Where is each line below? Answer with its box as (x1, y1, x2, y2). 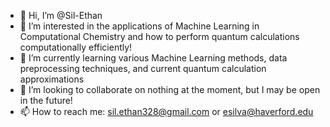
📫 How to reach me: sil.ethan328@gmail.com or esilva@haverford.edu (19, 106, 314, 117)
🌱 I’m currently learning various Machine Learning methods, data (19, 52, 288, 64)
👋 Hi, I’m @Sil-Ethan (19, 10, 103, 21)
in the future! (19, 95, 73, 106)
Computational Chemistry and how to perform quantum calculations (19, 31, 300, 42)
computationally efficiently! (19, 41, 133, 53)
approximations (19, 73, 85, 85)
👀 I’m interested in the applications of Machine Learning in (19, 20, 260, 32)
